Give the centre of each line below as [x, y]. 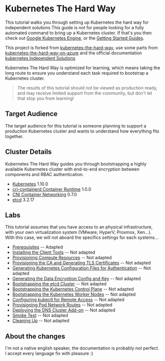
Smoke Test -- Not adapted [40, 316]
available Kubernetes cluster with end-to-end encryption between [72, 169]
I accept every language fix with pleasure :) [49, 354]
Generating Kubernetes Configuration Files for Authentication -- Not [82, 268]
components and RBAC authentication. [44, 174]
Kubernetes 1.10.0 [30, 184]
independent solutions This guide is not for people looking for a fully [75, 27]
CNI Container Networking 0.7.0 [45, 194]
